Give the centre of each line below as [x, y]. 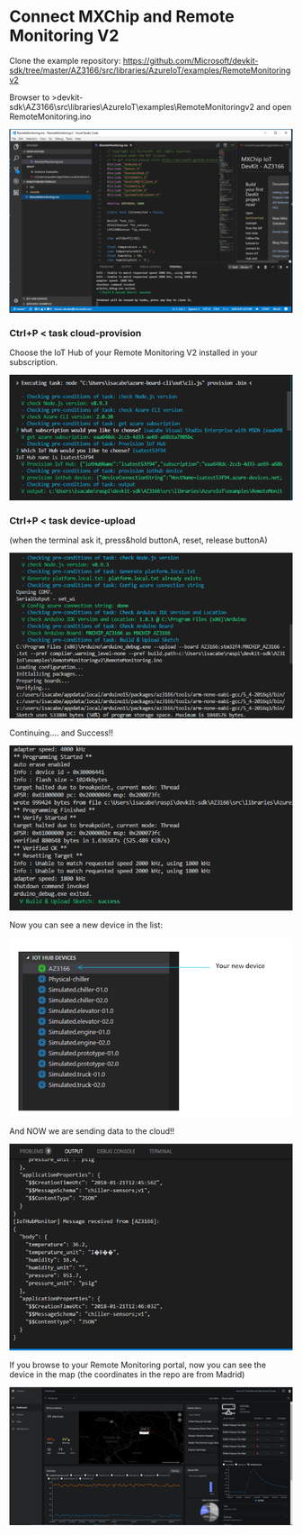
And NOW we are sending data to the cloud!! [92, 1131]
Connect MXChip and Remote [122, 17]
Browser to [30, 97]
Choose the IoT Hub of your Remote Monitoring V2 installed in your [133, 352]
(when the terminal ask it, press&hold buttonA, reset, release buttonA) [138, 540]
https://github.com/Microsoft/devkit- [191, 60]
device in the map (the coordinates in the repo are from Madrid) [127, 1374]
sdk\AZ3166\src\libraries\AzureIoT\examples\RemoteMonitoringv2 [132, 106]
